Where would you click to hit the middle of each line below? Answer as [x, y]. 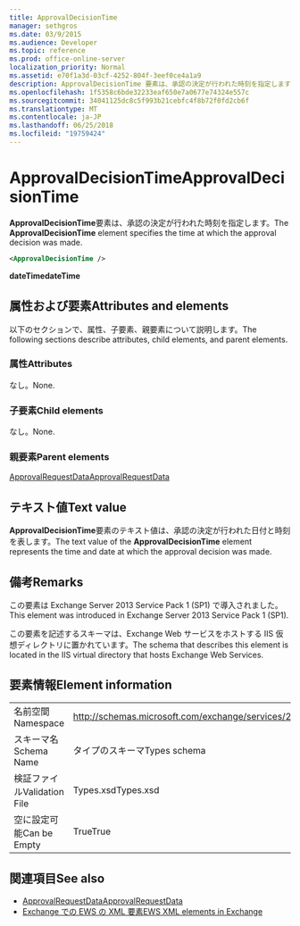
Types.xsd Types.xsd [116, 789]
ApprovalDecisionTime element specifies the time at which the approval [143, 232]
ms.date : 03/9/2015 [46, 34]
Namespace [39, 722]
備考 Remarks [46, 582]
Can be [38, 833]
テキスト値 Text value [68, 507]
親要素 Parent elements [59, 457]
